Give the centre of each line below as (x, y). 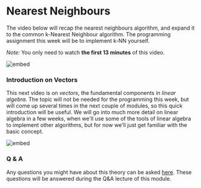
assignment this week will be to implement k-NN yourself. (78, 41)
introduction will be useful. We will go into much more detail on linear (92, 112)
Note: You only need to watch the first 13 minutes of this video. (86, 52)
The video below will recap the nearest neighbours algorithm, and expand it (100, 28)
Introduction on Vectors (42, 80)
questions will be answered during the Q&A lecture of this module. (89, 178)
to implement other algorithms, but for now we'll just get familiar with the (97, 125)
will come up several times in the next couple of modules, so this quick (94, 106)
